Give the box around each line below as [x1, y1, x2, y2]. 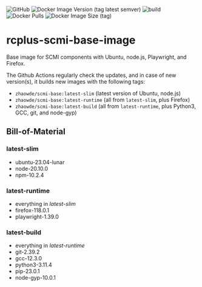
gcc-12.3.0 [15, 255, 42, 262]
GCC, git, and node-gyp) [15, 109, 77, 116]
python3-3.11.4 [15, 261, 53, 269]
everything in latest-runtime [15, 242, 85, 249]
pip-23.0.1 [15, 268, 40, 275]
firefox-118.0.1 [15, 206, 50, 214]
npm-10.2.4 [15, 171, 44, 179]
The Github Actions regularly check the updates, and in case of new [6, 71, 177, 79]
